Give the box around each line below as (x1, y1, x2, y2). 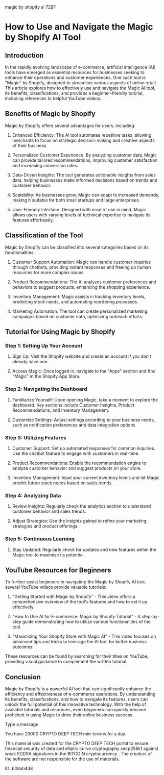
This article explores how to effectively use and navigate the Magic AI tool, (5, 85, 156, 91)
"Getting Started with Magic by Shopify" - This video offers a (12, 594, 136, 600)
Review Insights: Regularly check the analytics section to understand (12, 503, 151, 509)
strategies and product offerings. (12, 523, 79, 529)
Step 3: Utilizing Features (5, 434, 67, 441)
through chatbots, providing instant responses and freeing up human (12, 264, 151, 270)
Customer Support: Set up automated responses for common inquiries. (12, 445, 156, 451)
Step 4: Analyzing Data (5, 492, 61, 499)
